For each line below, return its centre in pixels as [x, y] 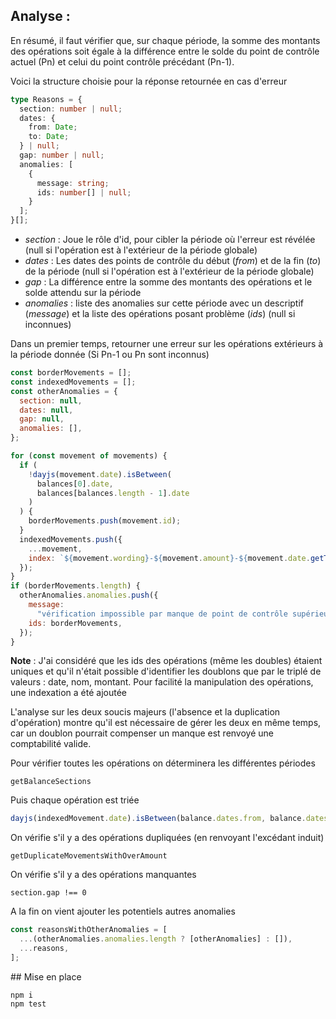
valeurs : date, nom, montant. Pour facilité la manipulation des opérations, [162, 682]
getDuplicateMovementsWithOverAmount [89, 856]
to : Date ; [49, 137]
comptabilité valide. [51, 744]
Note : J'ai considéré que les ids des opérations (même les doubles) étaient [166, 661]
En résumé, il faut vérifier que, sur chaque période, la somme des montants [165, 40]
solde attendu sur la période [83, 293]
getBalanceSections [51, 782]
